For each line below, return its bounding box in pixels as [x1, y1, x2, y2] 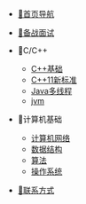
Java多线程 [30, 86, 73, 96]
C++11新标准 [30, 75, 77, 85]
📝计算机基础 [17, 114, 62, 124]
